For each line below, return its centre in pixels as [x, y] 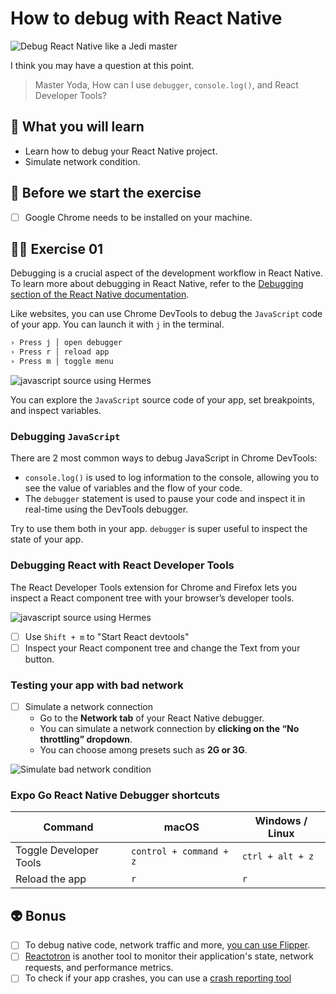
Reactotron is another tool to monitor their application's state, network [169, 956]
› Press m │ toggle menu [62, 362]
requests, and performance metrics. [99, 968]
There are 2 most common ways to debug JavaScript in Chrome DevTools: [164, 458]
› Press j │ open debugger [66, 343]
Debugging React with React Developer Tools [122, 565]
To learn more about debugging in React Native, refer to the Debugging [157, 284]
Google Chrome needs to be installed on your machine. [138, 217]
